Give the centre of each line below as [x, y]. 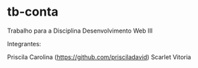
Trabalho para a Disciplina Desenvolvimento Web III [80, 31]
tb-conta [33, 12]
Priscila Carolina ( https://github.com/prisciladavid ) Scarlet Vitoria [99, 57]
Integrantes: [24, 44]
